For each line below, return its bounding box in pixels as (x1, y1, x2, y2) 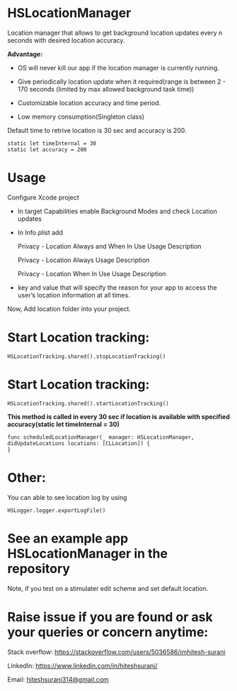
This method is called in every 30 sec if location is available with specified (7, 412, 230, 420)
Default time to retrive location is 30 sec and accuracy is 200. (7, 126, 187, 134)
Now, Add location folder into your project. (7, 304, 131, 313)
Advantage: (7, 50, 43, 58)
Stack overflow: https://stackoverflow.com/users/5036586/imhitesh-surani (7, 648, 226, 656)
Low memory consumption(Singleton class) (17, 112, 145, 121)
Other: (7, 469, 46, 486)
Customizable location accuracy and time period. (17, 98, 161, 107)
